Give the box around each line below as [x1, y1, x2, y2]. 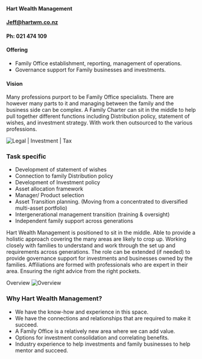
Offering [6, 46, 28, 54]
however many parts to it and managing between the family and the [6, 100, 174, 107]
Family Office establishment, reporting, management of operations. [14, 59, 182, 66]
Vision [6, 80, 23, 87]
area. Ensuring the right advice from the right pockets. [6, 268, 141, 275]
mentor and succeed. [14, 346, 68, 354]
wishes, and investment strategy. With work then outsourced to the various [6, 119, 193, 126]
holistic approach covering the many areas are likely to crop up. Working [6, 236, 187, 243]
